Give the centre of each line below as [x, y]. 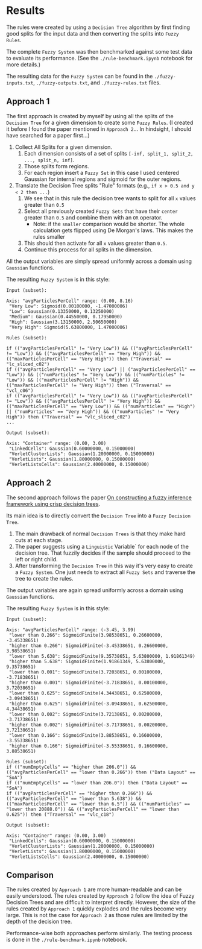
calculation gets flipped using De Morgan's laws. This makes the [113, 230]
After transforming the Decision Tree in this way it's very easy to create [104, 566]
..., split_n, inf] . [49, 160]
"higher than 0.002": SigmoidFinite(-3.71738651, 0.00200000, [89, 725]
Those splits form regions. [56, 166]
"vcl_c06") [20, 390]
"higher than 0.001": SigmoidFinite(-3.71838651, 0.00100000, [89, 683]
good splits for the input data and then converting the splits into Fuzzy [93, 33]
